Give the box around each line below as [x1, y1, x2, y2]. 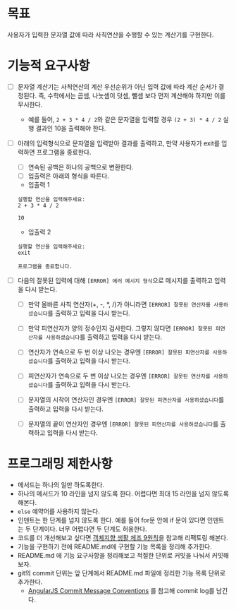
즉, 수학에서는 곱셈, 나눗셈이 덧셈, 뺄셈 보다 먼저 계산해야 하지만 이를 [38, 91, 226, 100]
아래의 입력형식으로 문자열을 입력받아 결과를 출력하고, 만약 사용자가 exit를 [17, 138, 221, 148]
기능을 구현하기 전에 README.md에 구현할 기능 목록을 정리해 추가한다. [17, 542, 213, 551]
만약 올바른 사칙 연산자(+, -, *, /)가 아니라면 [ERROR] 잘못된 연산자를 [27, 300, 211, 309]
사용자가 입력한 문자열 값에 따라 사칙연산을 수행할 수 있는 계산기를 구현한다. [7, 30, 214, 39]
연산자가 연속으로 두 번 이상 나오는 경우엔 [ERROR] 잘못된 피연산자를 [27, 348, 210, 357]
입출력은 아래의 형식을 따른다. [27, 172, 109, 180]
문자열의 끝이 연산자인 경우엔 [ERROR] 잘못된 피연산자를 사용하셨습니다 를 [27, 419, 219, 428]
